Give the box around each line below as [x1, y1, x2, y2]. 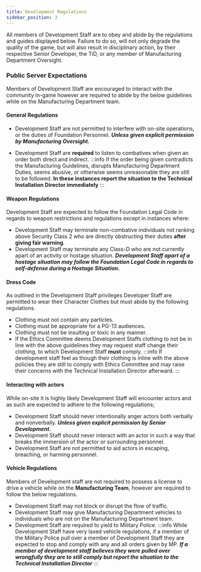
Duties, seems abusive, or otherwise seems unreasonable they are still [14, 169, 190, 175]
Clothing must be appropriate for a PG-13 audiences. [14, 323, 146, 330]
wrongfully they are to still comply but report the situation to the [14, 553, 179, 561]
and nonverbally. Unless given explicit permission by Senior [14, 419, 166, 426]
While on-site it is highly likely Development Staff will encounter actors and [6, 394, 191, 401]
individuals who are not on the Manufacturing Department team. [14, 515, 174, 522]
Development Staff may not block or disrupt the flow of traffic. [14, 502, 169, 510]
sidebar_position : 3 [6, 14, 58, 20]
